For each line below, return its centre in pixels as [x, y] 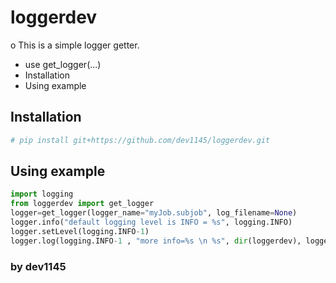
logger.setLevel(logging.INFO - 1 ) [80, 231]
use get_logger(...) [63, 64]
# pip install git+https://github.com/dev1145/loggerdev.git [140, 140]
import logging [42, 194]
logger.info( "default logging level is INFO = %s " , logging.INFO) [151, 222]
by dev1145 [38, 266]
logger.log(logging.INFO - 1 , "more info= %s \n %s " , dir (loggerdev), [156, 241]
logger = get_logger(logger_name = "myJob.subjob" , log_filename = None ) [154, 213]
